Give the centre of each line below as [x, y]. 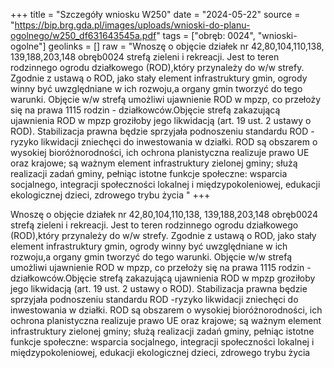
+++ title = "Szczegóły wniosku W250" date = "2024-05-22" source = [155, 14]
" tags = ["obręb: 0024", [206, 35]
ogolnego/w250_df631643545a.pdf [83, 35]
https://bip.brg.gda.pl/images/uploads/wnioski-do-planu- [132, 25]
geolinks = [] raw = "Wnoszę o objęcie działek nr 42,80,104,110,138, [186, 46]
